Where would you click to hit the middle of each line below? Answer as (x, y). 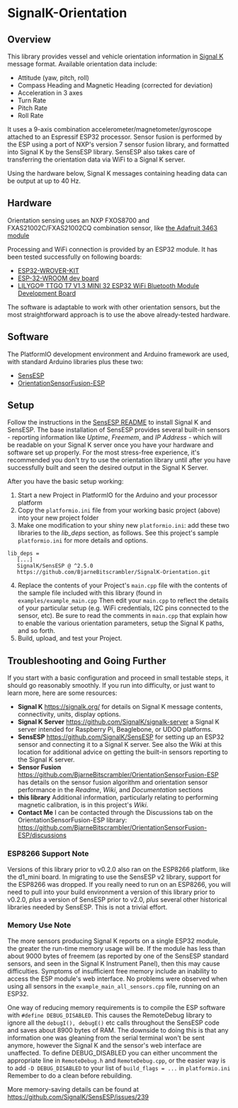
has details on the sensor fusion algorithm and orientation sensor (113, 782)
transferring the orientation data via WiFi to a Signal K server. (96, 159)
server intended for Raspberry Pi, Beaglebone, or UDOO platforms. (115, 730)
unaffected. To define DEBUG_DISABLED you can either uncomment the (113, 1053)
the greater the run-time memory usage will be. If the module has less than (117, 948)
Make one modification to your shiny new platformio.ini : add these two (124, 526)
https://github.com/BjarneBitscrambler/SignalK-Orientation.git (114, 572)
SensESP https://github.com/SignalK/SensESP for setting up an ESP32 (121, 737)
